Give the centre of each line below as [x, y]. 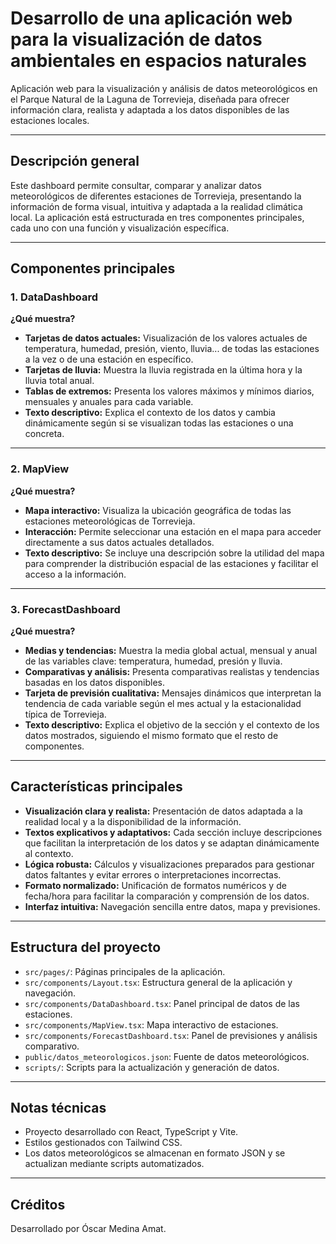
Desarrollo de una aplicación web [151, 18]
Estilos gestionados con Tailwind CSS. [103, 1143]
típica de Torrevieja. [65, 714]
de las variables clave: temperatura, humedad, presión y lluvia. [153, 661]
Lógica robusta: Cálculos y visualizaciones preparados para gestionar [169, 864]
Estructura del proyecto [86, 947]
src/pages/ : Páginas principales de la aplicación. [125, 971]
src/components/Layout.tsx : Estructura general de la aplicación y [158, 982]
